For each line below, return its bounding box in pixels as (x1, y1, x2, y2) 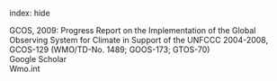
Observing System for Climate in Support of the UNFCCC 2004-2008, (9, 35, 268, 45)
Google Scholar (9, 54, 67, 64)
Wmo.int (9, 63, 40, 74)
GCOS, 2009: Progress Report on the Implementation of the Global (9, 25, 256, 35)
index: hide (9, 8, 51, 18)
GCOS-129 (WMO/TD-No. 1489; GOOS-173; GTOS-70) (9, 44, 210, 55)
